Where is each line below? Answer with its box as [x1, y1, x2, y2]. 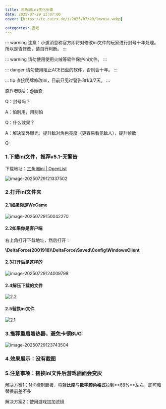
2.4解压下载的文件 [5, 282, 43, 288]
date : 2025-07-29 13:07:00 [5, 12, 61, 17]
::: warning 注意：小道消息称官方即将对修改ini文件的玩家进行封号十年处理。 [5, 40, 159, 46]
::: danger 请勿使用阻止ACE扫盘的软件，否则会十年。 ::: [5, 67, 118, 73]
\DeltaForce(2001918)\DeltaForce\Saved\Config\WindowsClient [5, 247, 140, 253]
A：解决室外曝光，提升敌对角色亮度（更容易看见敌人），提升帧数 [5, 130, 136, 136]
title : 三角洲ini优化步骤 [5, 7, 54, 12]
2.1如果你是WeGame [5, 202, 48, 208]
